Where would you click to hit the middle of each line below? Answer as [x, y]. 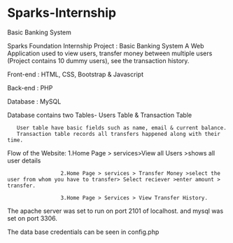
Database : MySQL [34, 101]
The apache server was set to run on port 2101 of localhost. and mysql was [115, 211]
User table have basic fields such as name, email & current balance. [122, 127]
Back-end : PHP [30, 88]
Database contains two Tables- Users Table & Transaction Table [100, 115]
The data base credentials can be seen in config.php [83, 232]
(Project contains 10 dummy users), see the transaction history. [98, 60]
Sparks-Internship [62, 13]
